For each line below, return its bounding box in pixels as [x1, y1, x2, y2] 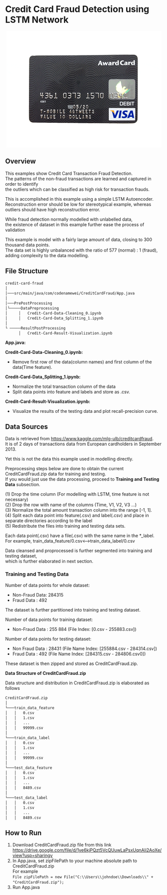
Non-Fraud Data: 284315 [12, 592, 64, 597]
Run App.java [12, 885, 40, 891]
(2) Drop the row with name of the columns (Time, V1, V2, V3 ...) [5, 502, 137, 508]
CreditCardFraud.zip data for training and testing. [5, 471, 106, 477]
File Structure [5, 267, 48, 276]
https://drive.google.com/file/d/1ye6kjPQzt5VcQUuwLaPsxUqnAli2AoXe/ [12, 847, 162, 853]
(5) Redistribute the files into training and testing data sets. [5, 523, 126, 529]
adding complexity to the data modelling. [5, 252, 89, 258]
